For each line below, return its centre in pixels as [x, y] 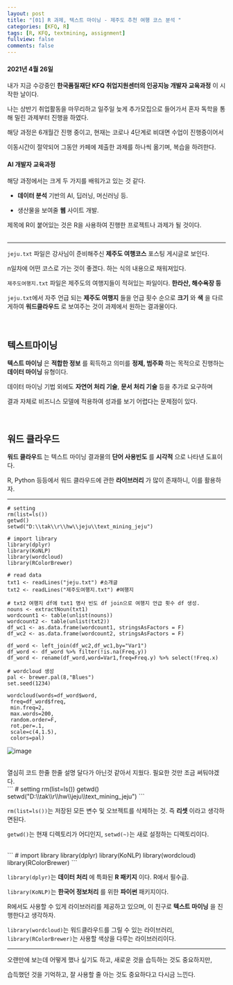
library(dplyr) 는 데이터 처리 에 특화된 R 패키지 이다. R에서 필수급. [98, 877]
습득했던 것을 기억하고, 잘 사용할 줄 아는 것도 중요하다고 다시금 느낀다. [101, 975]
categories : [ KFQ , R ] [38, 26]
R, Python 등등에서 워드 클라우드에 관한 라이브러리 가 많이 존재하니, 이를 [105, 480]
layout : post [26, 14]
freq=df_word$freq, [38, 702]
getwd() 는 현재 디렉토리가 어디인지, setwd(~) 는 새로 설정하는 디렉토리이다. [108, 834]
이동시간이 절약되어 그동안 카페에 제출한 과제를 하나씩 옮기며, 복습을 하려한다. [112, 147]
